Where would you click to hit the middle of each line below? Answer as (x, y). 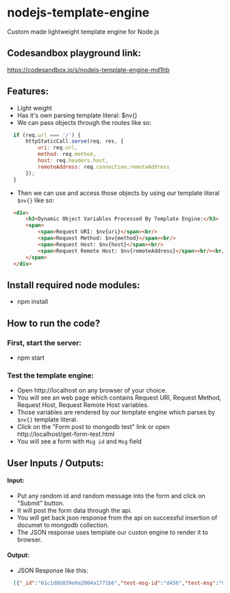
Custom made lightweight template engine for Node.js (83, 32)
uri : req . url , (57, 148)
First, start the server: (44, 342)
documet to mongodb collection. (63, 525)
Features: (28, 92)
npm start (30, 358)
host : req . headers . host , (73, 161)
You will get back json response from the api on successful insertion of (117, 518)
